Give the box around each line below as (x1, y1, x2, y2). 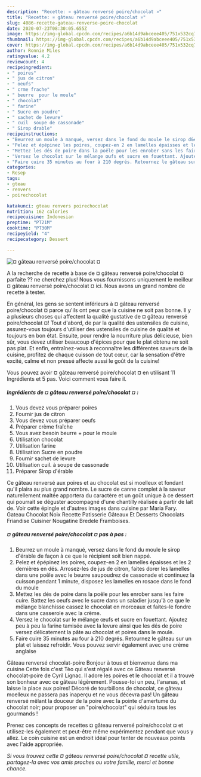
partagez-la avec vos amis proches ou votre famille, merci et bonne (7, 758, 174, 766)
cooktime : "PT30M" (7, 225, 52, 231)
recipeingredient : (7, 64, 52, 71)
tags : (7, 176, 20, 182)
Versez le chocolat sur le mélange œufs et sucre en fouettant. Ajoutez (15, 616, 188, 623)
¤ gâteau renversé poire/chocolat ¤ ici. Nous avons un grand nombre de (7, 282, 185, 289)
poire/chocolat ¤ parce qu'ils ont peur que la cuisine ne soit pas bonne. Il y (7, 306, 191, 314)
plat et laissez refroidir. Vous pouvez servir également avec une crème (15, 641, 189, 648)
